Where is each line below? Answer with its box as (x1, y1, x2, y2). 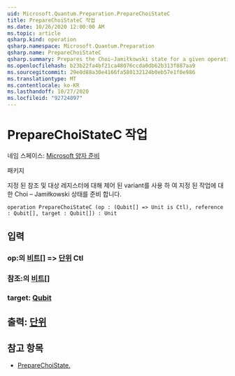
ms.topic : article (7, 29, 61, 37)
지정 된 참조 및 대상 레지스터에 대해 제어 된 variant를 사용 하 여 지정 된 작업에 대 (7, 181, 224, 189)
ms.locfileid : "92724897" (7, 95, 83, 102)
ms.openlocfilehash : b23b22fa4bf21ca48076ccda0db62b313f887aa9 (7, 62, 196, 69)
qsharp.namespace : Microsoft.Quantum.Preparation (7, 43, 155, 50)
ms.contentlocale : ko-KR (7, 82, 80, 89)
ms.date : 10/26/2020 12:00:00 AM (7, 23, 105, 30)
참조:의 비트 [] (7, 274, 50, 284)
